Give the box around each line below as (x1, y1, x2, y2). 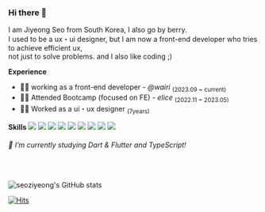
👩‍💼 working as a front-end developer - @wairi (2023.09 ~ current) (19, 82, 227, 94)
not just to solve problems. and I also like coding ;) (8, 51, 173, 62)
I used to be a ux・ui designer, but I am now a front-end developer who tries (8, 35, 258, 44)
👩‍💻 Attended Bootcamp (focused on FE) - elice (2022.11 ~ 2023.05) (19, 93, 229, 104)
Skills (8, 122, 27, 131)
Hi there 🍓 (8, 7, 48, 18)
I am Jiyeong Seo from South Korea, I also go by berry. (8, 25, 187, 35)
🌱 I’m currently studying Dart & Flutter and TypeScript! (8, 140, 186, 150)
